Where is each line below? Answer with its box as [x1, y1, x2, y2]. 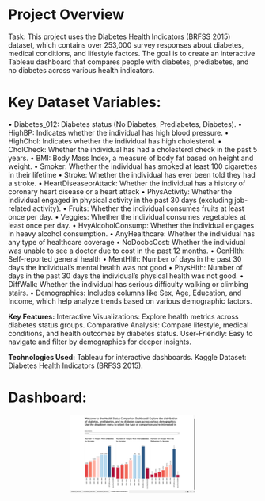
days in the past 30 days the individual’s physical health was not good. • [8, 271, 244, 281]
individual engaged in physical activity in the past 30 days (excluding [8, 195, 233, 205]
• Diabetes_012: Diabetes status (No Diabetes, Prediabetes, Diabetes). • [8, 119, 243, 128]
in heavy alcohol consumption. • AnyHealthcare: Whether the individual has [8, 228, 256, 239]
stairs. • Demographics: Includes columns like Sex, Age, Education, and [8, 288, 242, 297]
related [8, 204, 32, 213]
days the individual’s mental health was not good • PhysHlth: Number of [8, 262, 243, 272]
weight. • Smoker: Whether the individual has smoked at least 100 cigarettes [8, 161, 258, 171]
